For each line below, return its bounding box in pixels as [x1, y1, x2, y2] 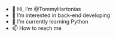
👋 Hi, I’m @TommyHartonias [11, 6, 81, 12]
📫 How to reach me [11, 25, 62, 32]
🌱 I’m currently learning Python [11, 18, 88, 25]
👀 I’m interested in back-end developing [11, 12, 111, 19]
